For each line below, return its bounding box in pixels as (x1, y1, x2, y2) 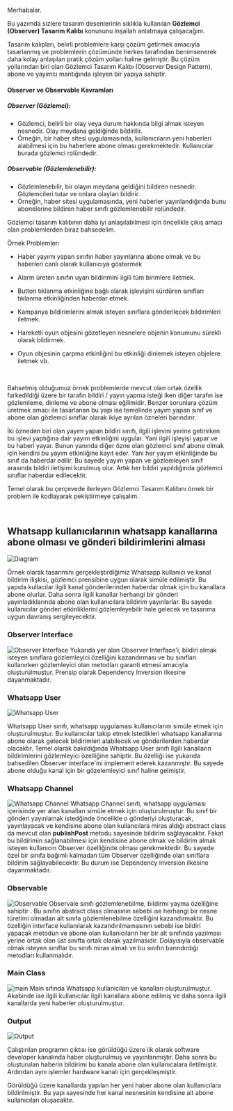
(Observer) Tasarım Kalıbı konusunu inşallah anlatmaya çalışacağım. (7, 27, 205, 35)
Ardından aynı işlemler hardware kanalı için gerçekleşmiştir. (7, 1068, 177, 1076)
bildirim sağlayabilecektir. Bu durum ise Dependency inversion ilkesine (7, 858, 209, 867)
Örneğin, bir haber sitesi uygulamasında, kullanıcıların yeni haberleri (17, 134, 212, 142)
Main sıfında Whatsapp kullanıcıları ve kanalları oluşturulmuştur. (29, 984, 212, 992)
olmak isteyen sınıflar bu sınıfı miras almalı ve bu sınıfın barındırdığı (7, 943, 198, 952)
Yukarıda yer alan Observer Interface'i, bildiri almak (70, 646, 217, 654)
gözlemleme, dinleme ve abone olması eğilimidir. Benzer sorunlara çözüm (7, 398, 218, 406)
